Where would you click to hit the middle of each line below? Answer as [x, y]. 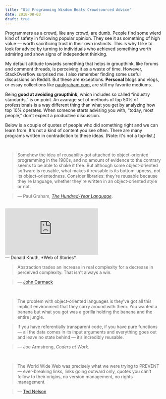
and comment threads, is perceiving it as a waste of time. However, [74, 69]
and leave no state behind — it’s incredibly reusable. [71, 337]
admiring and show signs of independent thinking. [56, 54]
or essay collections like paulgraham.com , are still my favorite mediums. [79, 85]
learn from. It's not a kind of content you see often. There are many [74, 131]
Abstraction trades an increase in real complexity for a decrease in [85, 267]
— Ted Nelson [32, 392]
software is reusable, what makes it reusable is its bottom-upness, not [89, 171]
